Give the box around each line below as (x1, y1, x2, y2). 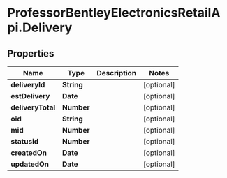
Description (96, 68, 137, 77)
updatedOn (10, 159, 50, 169)
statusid (10, 137, 39, 146)
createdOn (10, 148, 47, 158)
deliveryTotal (10, 103, 56, 112)
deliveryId (10, 80, 45, 89)
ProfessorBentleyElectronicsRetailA (7, 5, 221, 21)
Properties (7, 47, 54, 59)
